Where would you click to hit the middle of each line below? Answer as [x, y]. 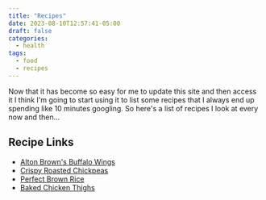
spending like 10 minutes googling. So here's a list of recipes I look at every [133, 108]
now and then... [34, 117]
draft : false [30, 31]
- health [30, 46]
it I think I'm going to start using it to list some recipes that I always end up [132, 100]
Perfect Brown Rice [52, 179]
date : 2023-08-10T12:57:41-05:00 [64, 23]
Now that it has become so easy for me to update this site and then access [133, 91]
